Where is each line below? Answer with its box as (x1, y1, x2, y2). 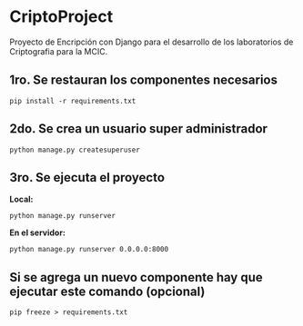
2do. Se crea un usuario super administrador (9, 121, 268, 137)
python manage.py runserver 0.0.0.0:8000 (9, 245, 169, 254)
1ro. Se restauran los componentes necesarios (9, 73, 278, 88)
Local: (9, 193, 34, 205)
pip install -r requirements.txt (9, 96, 136, 105)
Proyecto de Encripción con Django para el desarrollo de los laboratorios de (9, 36, 294, 47)
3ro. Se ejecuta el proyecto (9, 170, 166, 185)
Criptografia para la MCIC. (9, 45, 108, 56)
